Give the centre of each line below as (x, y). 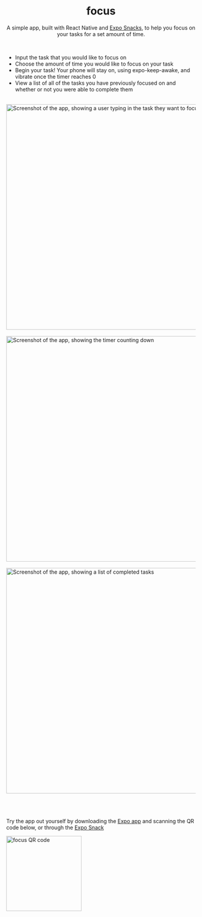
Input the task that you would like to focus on (71, 57)
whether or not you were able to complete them (74, 89)
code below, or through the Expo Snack (55, 827)
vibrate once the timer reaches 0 (55, 76)
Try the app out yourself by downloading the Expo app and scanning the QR (100, 821)
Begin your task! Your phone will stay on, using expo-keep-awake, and (103, 70)
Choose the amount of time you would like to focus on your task (94, 64)
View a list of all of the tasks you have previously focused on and (95, 83)
